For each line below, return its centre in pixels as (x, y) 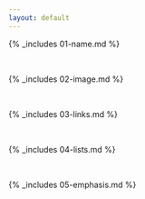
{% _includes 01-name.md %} (64, 44)
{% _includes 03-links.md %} (63, 114)
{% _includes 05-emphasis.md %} (72, 184)
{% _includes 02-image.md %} (66, 79)
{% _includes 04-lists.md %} (62, 149)
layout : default (39, 18)
